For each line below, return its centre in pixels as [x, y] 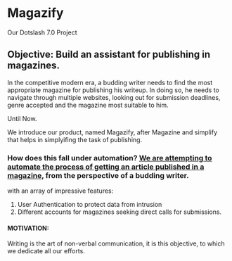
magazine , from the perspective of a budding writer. [98, 175]
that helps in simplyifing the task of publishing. [75, 139]
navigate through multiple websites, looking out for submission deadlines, [114, 97]
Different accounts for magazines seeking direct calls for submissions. [120, 212]
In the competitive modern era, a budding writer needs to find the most [110, 82]
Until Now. [22, 118]
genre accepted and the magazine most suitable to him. [88, 105]
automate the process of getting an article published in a [106, 167]
